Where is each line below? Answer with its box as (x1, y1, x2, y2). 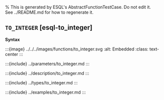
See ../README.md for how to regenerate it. (5, 9, 94, 15)
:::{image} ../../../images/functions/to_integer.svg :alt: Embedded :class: (5, 46, 148, 52)
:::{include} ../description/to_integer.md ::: (5, 70, 90, 76)
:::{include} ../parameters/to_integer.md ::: (5, 61, 90, 67)
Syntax (5, 36, 20, 42)
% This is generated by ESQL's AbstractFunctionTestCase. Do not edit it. (5, 4, 151, 10)
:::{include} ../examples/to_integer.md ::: (5, 89, 86, 95)
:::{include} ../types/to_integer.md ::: (5, 79, 78, 85)
